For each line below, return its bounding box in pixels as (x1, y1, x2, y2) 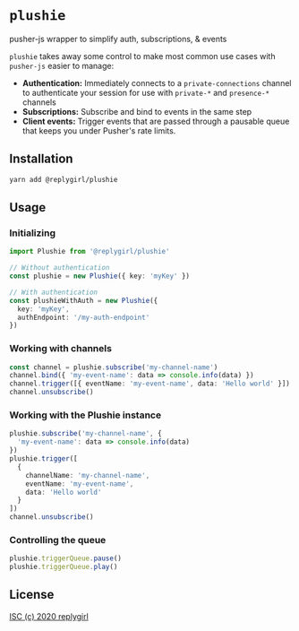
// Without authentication (9, 264, 110, 272)
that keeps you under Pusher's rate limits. (21, 125, 176, 136)
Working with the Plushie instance (9, 409, 162, 421)
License (9, 587, 55, 602)
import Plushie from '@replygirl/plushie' (9, 247, 170, 256)
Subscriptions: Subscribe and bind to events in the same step (21, 106, 252, 117)
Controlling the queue (9, 533, 107, 546)
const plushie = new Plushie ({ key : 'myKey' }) (9, 272, 191, 281)
